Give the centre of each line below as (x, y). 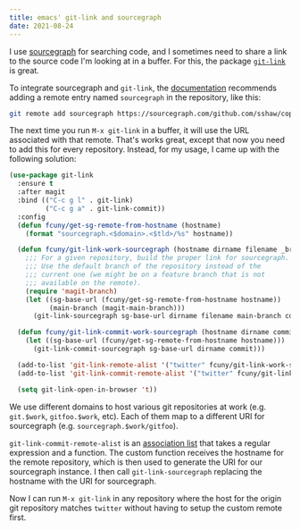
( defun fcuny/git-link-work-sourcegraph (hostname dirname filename (147, 250)
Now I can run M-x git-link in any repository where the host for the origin (146, 498)
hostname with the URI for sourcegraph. (83, 481)
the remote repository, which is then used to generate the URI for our (136, 462)
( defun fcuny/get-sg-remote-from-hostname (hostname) (119, 225)
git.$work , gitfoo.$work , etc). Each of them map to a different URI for (137, 416)
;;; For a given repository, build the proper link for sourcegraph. (158, 258)
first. (18, 517)
